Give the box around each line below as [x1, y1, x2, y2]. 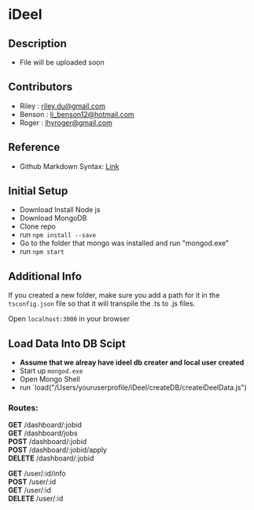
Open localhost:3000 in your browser [8, 314, 130, 324]
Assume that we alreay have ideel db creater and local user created [19, 358, 245, 367]
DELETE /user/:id [8, 493, 64, 504]
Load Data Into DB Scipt [8, 336, 126, 350]
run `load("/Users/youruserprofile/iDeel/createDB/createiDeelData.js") [19, 383, 248, 392]
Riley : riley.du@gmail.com [19, 101, 106, 111]
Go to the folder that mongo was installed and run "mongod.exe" [19, 238, 230, 248]
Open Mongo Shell [19, 375, 80, 384]
